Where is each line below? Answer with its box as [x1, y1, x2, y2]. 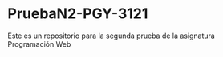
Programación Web [7, 39, 71, 48]
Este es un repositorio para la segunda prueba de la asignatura [7, 31, 216, 40]
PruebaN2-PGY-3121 [7, 5, 148, 23]
